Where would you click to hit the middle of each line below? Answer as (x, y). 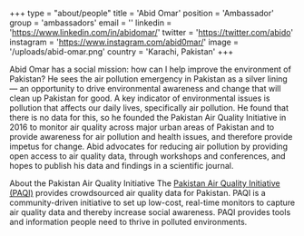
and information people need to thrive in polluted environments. (128, 222)
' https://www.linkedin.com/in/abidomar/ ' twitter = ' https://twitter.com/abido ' (151, 32)
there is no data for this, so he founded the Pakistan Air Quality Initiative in (148, 118)
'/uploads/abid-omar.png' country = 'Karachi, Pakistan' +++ (122, 52)
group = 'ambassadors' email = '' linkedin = (91, 23)
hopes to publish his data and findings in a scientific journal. (122, 166)
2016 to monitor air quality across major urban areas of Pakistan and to (142, 127)
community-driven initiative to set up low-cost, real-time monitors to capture (152, 202)
